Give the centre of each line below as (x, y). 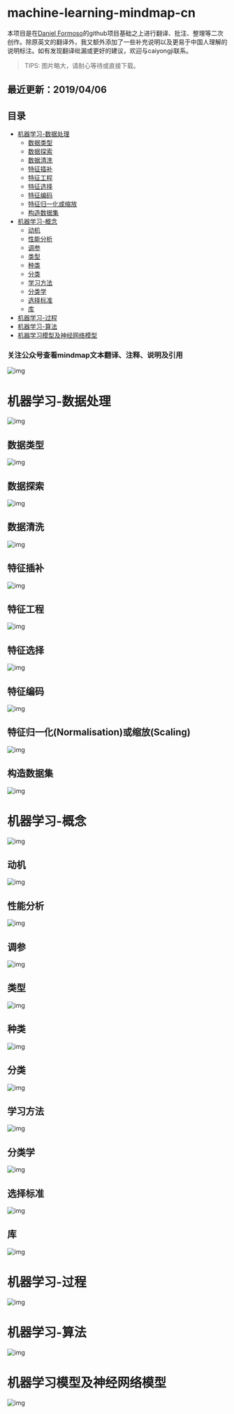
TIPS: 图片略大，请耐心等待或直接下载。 (82, 65)
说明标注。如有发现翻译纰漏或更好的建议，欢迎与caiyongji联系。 (100, 50)
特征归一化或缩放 (52, 204)
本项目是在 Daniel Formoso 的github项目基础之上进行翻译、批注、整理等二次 (115, 33)
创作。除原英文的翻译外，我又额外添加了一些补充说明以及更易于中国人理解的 (117, 42)
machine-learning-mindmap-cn (101, 13)
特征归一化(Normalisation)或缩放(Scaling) (99, 732)
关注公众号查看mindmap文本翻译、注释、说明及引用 (95, 355)
